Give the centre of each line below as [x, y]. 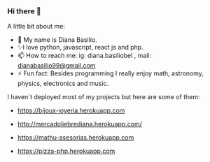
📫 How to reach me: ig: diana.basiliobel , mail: [84, 56]
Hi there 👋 [24, 11]
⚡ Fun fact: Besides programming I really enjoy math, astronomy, [111, 73]
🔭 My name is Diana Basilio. [57, 40]
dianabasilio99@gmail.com [56, 66]
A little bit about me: [36, 27]
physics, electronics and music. [63, 84]
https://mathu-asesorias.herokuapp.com [76, 138]
